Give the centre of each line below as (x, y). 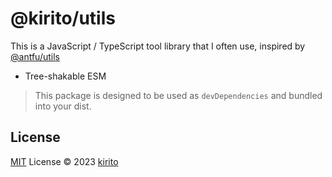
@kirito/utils (63, 18)
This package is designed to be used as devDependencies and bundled (178, 95)
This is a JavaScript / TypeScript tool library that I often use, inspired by (158, 46)
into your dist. (63, 106)
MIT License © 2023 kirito (64, 161)
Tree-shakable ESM (65, 76)
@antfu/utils (35, 56)
